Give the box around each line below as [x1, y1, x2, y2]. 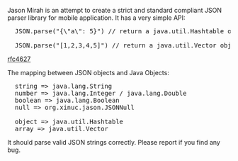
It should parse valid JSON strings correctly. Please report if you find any [7, 138, 221, 146]
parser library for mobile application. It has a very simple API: [7, 13, 186, 22]
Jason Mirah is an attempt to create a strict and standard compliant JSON [7, 6, 222, 14]
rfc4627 [7, 55, 31, 63]
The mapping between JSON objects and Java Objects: [7, 69, 170, 77]
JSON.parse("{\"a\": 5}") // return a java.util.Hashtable [14, 28, 225, 35]
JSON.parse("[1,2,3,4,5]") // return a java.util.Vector [14, 42, 217, 49]
